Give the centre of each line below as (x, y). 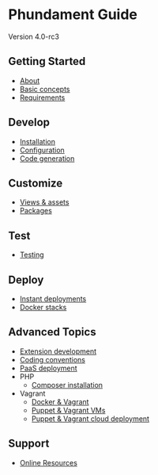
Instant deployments (53, 299)
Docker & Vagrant (60, 401)
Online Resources (48, 462)
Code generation (47, 158)
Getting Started (47, 61)
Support (29, 444)
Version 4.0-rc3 (34, 36)
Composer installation (67, 385)
